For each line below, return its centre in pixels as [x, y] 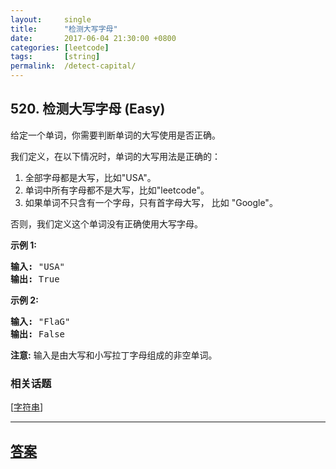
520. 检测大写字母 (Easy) [88, 109]
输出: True [35, 279]
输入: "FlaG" [40, 321]
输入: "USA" [38, 266]
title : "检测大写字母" [64, 29]
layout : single [51, 19]
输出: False [38, 334]
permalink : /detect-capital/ [73, 66]
